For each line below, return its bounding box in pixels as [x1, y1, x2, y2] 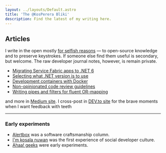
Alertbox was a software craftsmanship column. [12, 132, 110, 138]
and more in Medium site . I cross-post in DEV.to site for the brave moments [5, 98, 158, 104]
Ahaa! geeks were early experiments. [12, 142, 88, 148]
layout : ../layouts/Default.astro [5, 7, 77, 12]
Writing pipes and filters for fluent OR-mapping [12, 89, 108, 95]
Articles [5, 35, 31, 43]
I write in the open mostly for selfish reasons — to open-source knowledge [5, 48, 158, 54]
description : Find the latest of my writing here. [5, 16, 112, 21]
